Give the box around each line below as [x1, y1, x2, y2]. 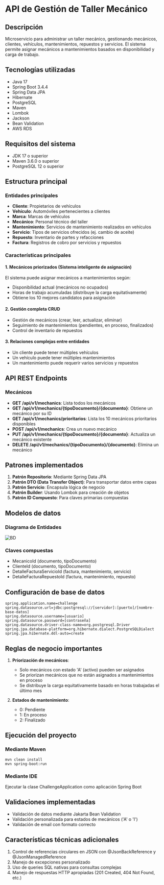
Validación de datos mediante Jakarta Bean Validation [12, 811, 121, 817]
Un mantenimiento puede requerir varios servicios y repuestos [12, 360, 139, 366]
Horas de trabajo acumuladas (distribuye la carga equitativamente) [12, 290, 147, 295]
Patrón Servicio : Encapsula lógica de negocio [12, 484, 105, 491]
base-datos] [5, 610, 29, 615]
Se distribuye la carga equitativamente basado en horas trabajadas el [19, 682, 160, 688]
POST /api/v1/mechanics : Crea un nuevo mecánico [12, 426, 117, 432]
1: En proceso [19, 712, 47, 717]
